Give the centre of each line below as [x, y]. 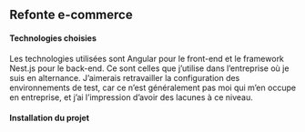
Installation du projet [49, 118]
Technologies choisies [53, 38]
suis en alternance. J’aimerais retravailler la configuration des [125, 77]
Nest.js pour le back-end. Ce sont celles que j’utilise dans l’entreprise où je [149, 68]
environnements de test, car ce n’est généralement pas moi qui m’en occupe [153, 87]
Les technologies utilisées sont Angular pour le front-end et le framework [147, 58]
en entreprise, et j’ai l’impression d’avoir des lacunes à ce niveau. [131, 97]
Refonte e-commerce [71, 15]
